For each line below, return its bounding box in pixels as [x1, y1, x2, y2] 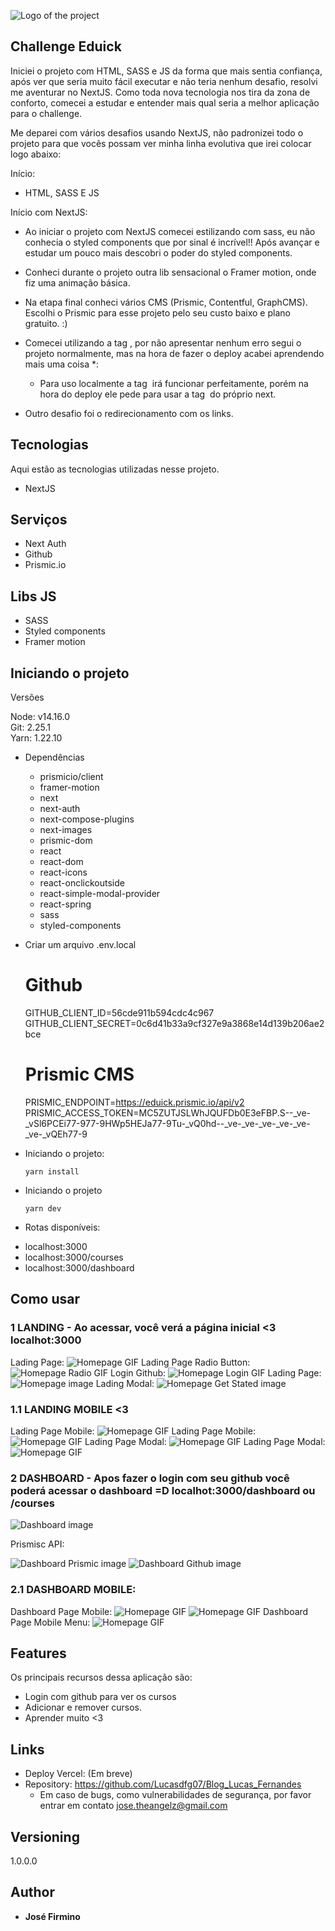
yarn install [24, 1166, 80, 1177]
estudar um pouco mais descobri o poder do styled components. [24, 246, 293, 259]
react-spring [39, 898, 92, 910]
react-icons [39, 866, 88, 879]
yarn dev [24, 1203, 62, 1214]
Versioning [10, 1828, 80, 1845]
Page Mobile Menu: [10, 1616, 91, 1628]
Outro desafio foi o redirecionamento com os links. [24, 407, 234, 419]
